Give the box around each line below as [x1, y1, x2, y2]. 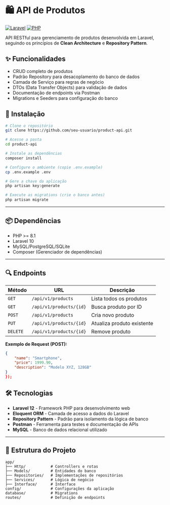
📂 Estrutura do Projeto [5, 446, 76, 455]
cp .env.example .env [5, 169, 51, 174]
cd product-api [5, 142, 37, 147]
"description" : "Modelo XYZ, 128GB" [14, 365, 92, 370]
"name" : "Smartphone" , [14, 355, 62, 360]
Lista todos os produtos [91, 295, 148, 302]
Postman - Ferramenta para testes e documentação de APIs [12, 421, 139, 427]
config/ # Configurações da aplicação [5, 486, 114, 491]
